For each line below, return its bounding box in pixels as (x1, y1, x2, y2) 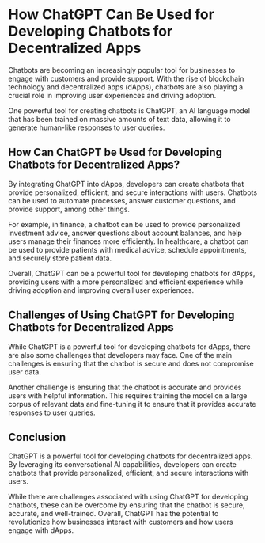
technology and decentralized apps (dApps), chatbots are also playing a (8, 82, 244, 92)
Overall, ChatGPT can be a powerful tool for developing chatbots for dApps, (8, 268, 256, 278)
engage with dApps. (8, 526, 74, 535)
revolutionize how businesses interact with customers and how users (8, 517, 233, 527)
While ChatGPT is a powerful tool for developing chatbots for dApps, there (8, 342, 251, 351)
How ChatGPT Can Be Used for (8, 6, 215, 24)
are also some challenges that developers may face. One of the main (8, 350, 233, 359)
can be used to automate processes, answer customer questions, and (8, 196, 236, 205)
